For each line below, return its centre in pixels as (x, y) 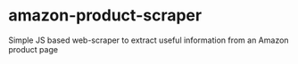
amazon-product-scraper (105, 16)
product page (33, 49)
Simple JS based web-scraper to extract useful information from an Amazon (149, 40)
